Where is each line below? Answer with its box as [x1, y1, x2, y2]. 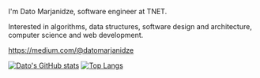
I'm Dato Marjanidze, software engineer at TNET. [8, 7, 168, 16]
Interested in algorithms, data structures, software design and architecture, [8, 22, 253, 31]
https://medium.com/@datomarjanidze [8, 46, 134, 54]
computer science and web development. [8, 31, 144, 39]
